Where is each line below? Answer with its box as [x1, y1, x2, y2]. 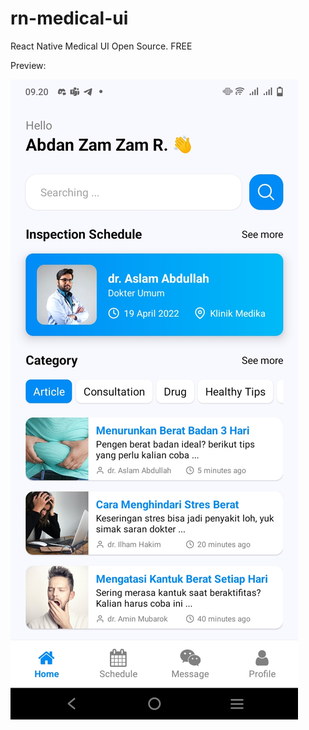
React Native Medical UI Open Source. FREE [10, 40, 193, 52]
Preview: [10, 59, 47, 71]
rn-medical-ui [10, 7, 129, 30]
